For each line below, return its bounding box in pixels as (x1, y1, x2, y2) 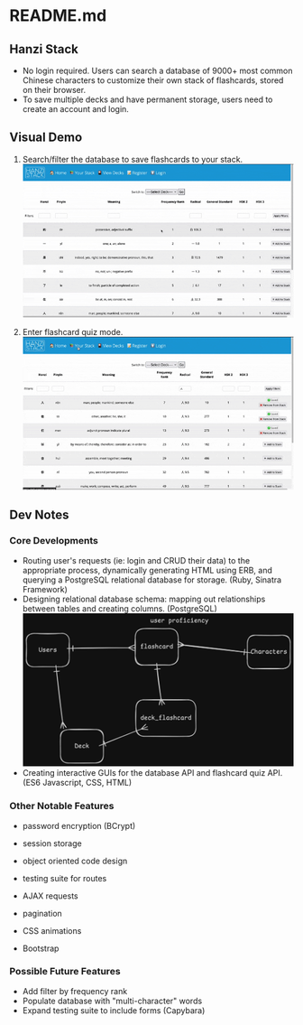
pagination (22, 908, 63, 918)
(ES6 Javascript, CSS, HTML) (22, 778, 133, 788)
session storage (22, 837, 83, 849)
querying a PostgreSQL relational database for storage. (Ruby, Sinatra (22, 574, 282, 585)
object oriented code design (22, 855, 128, 866)
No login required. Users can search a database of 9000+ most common (22, 65, 293, 76)
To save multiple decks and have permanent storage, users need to (22, 94, 273, 105)
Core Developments (9, 535, 99, 547)
